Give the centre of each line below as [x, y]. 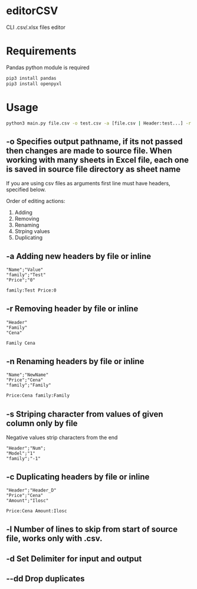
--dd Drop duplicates [45, 579]
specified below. [26, 189]
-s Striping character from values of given [85, 414]
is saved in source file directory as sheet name [93, 169]
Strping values [32, 231]
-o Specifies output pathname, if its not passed [94, 141]
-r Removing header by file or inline [72, 309]
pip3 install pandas [32, 78]
